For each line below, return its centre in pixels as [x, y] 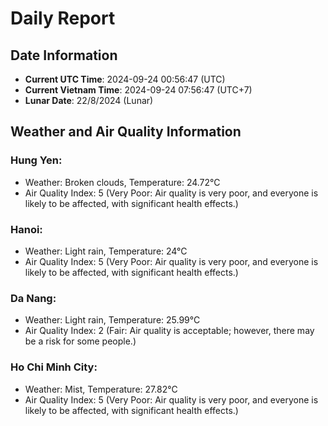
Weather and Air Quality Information [126, 132]
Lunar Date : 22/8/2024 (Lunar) [89, 100]
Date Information [64, 55]
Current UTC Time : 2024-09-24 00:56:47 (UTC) [125, 79]
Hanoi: [26, 229]
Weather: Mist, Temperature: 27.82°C [101, 389]
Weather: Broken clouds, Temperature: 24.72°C [122, 182]
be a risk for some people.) [80, 341]
